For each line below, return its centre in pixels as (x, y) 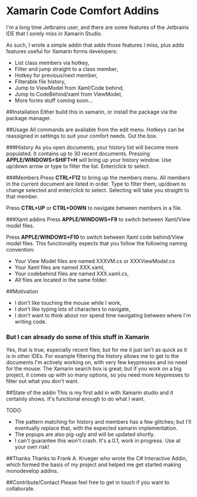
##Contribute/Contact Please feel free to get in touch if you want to (88, 482)
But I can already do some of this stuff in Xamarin (78, 337)
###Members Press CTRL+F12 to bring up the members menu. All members (98, 177)
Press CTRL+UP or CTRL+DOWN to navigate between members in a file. (94, 207)
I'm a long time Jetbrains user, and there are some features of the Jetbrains (98, 27)
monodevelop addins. (32, 471)
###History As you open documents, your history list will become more (92, 147)
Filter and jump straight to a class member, (66, 69)
